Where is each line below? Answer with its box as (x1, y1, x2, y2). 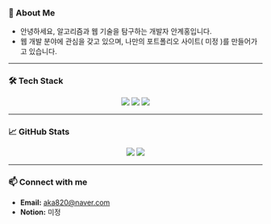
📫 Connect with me (8, 176, 88, 188)
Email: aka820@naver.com (19, 197, 110, 208)
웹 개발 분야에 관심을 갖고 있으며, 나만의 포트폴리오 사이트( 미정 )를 (19, 36, 230, 47)
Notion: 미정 (19, 207, 61, 217)
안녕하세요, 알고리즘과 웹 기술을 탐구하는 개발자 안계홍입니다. (19, 27, 212, 36)
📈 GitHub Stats (8, 126, 70, 137)
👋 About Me (8, 7, 56, 19)
